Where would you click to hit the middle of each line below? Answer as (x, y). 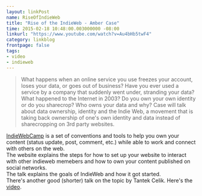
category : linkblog (31, 40)
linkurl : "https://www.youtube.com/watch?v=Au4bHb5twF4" (79, 34)
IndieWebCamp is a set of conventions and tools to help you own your (93, 135)
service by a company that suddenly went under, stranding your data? (108, 92)
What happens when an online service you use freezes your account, (107, 79)
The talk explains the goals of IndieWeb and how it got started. (84, 174)
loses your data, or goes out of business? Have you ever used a (100, 85)
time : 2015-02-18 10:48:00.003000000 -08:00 (63, 29)
